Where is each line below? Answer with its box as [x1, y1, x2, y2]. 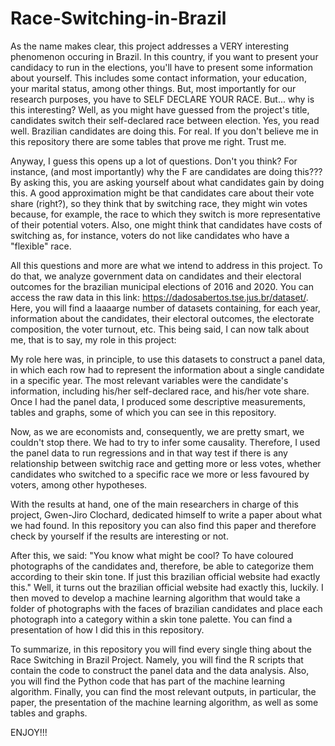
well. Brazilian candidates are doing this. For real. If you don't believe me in [10, 125, 319, 137]
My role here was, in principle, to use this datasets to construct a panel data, [10, 353, 326, 365]
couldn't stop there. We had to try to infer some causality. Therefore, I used [10, 436, 321, 448]
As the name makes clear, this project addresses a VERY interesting [10, 40, 290, 52]
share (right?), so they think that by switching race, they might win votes [10, 197, 308, 209]
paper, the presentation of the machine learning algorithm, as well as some [10, 696, 319, 708]
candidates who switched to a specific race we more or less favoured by [10, 468, 310, 480]
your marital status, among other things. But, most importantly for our [10, 82, 297, 94]
